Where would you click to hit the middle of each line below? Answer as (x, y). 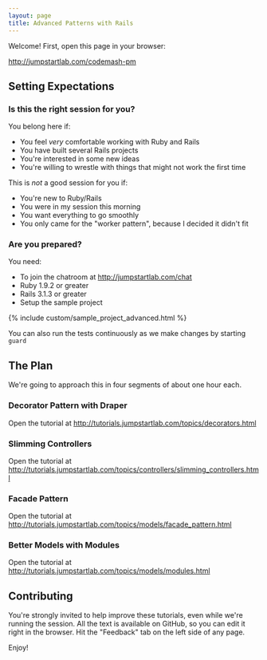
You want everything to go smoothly (79, 215)
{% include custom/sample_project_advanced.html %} (98, 318)
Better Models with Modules (64, 545)
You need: (25, 262)
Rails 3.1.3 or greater (53, 294)
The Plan (31, 365)
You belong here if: (39, 126)
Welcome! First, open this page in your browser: (87, 45)
